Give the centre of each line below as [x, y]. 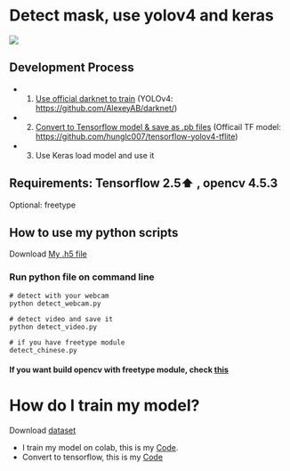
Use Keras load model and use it [95, 155]
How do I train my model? [105, 406]
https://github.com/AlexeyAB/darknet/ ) [106, 108]
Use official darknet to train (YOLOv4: [104, 98]
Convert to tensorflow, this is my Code [92, 457]
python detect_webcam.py [55, 304]
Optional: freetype [43, 205]
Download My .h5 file [48, 254]
